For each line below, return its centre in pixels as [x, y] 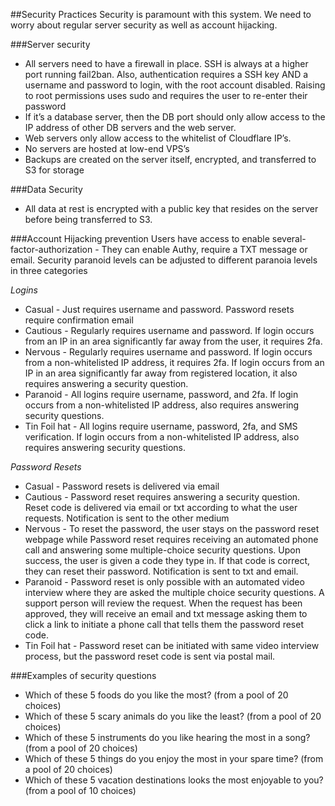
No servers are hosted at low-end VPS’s [107, 148]
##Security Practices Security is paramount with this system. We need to [161, 14]
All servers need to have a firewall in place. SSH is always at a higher [166, 63]
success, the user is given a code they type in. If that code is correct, [167, 560]
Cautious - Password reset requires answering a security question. [162, 497]
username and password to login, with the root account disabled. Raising [175, 85]
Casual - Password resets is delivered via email [122, 486]
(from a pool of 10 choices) [80, 790]
